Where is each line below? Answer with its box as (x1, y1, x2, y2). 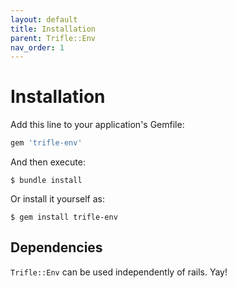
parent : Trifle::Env (10, 33, 97, 43)
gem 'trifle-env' (10, 138, 83, 148)
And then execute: (10, 156, 86, 168)
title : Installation (10, 24, 97, 34)
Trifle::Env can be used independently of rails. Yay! (10, 266, 228, 278)
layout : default (10, 14, 78, 25)
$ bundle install (10, 176, 83, 186)
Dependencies (10, 239, 103, 256)
